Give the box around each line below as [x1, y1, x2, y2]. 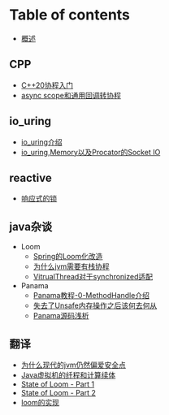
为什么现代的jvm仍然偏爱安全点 [20, 360, 127, 370]
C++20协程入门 [20, 80, 74, 90]
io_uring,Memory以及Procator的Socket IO [20, 147, 161, 157]
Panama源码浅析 [32, 311, 89, 321]
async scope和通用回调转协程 [20, 90, 121, 100]
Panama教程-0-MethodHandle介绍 [32, 291, 149, 300]
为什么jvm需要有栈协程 [32, 262, 110, 271]
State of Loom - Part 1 [20, 379, 95, 389]
